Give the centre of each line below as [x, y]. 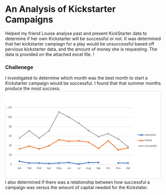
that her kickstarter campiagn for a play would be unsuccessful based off [80, 44]
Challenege [19, 67]
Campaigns [29, 20]
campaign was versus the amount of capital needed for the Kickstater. [77, 188]
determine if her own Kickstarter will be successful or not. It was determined [83, 39]
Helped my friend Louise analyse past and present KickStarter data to [76, 33]
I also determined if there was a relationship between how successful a [78, 182]
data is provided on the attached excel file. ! [50, 54]
